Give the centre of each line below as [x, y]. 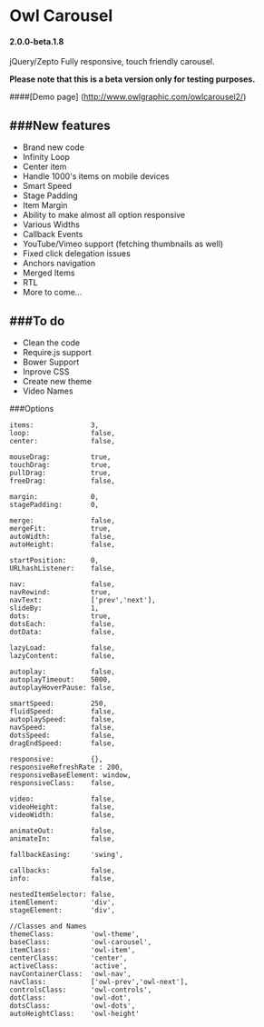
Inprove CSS [46, 372]
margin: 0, [54, 497]
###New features [60, 125]
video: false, [63, 799]
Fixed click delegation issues [77, 254]
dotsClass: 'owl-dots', [73, 1006]
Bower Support [51, 362]
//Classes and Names [49, 927]
